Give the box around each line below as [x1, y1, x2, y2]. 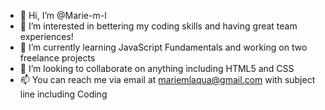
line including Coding [19, 88, 108, 100]
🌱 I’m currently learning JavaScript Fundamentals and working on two [19, 41, 308, 53]
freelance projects [19, 52, 96, 64]
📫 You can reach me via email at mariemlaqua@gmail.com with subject [19, 74, 316, 85]
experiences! [19, 31, 74, 42]
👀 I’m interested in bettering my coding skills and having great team [19, 20, 298, 32]
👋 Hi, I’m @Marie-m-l [19, 10, 107, 21]
